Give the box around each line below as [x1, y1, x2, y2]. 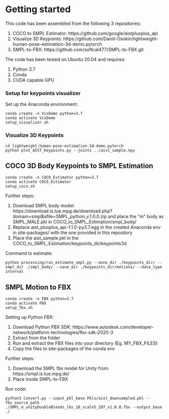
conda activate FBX [5, 301, 47, 306]
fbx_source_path [5, 400, 40, 405]
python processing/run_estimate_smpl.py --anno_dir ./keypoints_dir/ [5, 260, 156, 265]
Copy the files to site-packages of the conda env [12, 346, 115, 352]
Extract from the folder [12, 335, 60, 341]
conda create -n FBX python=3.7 [5, 296, 74, 302]
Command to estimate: [5, 250, 53, 256]
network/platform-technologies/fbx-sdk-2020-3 [12, 330, 114, 336]
